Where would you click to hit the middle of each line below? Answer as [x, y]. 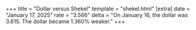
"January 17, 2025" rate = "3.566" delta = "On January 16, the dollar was [97, 15]
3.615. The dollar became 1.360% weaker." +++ [66, 21]
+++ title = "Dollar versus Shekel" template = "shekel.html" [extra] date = [98, 9]
